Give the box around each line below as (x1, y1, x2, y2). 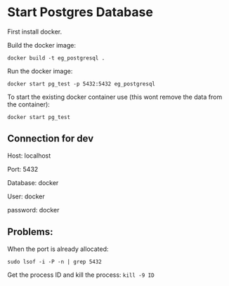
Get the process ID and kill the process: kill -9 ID (7, 271, 155, 279)
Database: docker (7, 178, 59, 186)
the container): (7, 100, 51, 109)
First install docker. (7, 27, 63, 36)
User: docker (7, 192, 45, 200)
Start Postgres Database (7, 4, 153, 20)
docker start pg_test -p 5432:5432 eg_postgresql (7, 80, 156, 88)
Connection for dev (7, 132, 94, 144)
